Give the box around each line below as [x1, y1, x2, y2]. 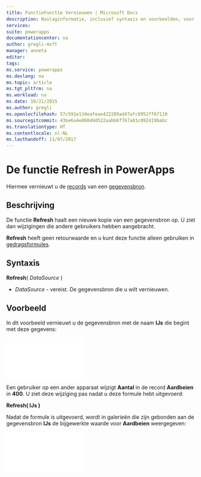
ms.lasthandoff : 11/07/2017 [6, 136, 77, 142]
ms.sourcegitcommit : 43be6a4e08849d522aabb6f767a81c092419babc [6, 117, 168, 123]
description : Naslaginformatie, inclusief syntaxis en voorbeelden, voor [6, 16, 195, 22]
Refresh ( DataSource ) [6, 274, 63, 281]
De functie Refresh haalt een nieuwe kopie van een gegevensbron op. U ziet [6, 216, 196, 223]
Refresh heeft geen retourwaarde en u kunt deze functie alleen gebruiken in [6, 234, 194, 242]
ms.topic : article [6, 79, 52, 85]
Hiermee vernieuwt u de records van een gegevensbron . [6, 183, 146, 190]
